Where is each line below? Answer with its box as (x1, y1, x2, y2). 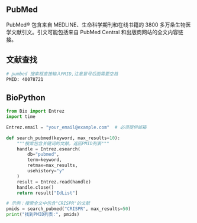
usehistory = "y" (27, 168, 65, 174)
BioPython (6, 93, 46, 103)
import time (6, 114, 35, 120)
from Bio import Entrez (6, 109, 65, 114)
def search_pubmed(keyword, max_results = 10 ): (6, 135, 120, 141)
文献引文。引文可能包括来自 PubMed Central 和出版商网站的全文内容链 (11, 28, 183, 35)
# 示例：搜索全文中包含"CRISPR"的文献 (6, 201, 91, 206)
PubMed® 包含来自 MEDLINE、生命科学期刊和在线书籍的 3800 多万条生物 (6, 21, 186, 28)
